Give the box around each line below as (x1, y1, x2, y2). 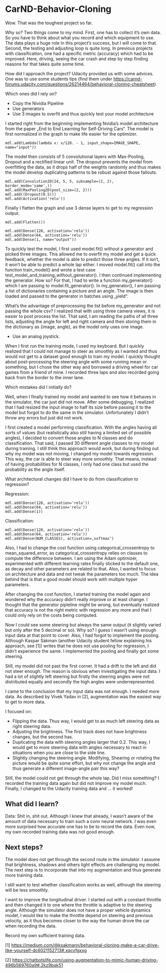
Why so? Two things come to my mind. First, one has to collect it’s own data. (5, 29, 161, 35)
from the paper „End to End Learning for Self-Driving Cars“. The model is (5, 125, 154, 132)
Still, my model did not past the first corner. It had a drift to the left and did (5, 663, 157, 669)
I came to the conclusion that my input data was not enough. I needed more (5, 688, 160, 694)
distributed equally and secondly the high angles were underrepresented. (5, 678, 155, 684)
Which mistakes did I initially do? (5, 384, 72, 390)
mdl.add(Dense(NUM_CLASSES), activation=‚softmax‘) (5, 536, 114, 541)
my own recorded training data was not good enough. (5, 828, 115, 835)
